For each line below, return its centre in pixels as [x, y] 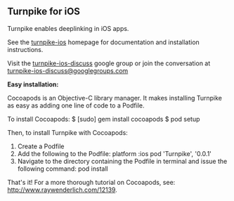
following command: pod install [63, 169]
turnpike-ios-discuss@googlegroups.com [68, 70]
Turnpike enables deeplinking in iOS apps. [68, 28]
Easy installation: [33, 84]
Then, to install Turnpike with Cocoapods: [67, 132]
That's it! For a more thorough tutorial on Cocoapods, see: [91, 182]
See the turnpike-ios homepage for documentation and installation [104, 42]
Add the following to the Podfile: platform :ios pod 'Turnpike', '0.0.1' [115, 153]
